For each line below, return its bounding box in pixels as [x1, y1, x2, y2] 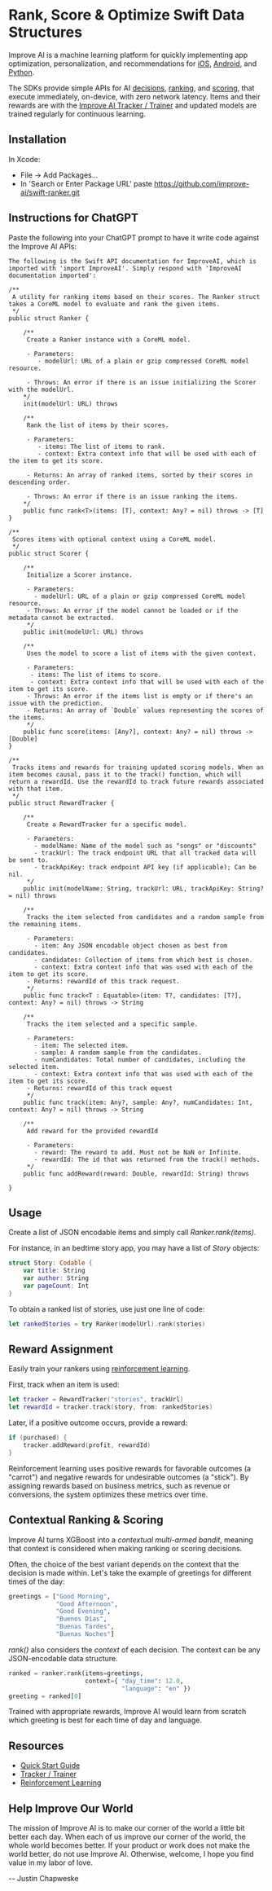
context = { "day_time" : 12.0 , [85, 1677, 184, 1685]
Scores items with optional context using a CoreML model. [11, 535, 217, 543]
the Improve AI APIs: [8, 241, 77, 251]
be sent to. [8, 855, 49, 864]
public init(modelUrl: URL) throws [23, 627, 144, 636]
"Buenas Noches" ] [55, 1630, 115, 1638]
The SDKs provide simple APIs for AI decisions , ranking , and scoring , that [8, 83, 255, 93]
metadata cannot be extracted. [8, 613, 115, 622]
